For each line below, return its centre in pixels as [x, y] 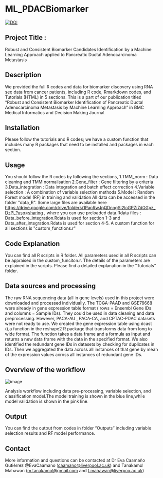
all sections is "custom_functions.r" [40, 228]
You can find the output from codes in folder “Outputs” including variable [78, 428]
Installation [22, 128]
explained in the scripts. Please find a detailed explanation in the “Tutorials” [81, 265]
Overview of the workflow [45, 370]
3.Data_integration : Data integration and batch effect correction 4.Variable [80, 187]
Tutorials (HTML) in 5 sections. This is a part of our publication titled [73, 97]
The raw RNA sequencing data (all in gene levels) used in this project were [80, 298]
